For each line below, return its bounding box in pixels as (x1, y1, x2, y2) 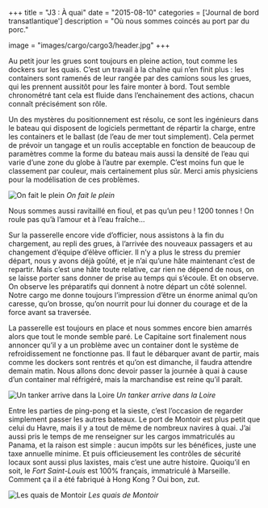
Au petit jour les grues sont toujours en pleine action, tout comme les (8, 57, 238, 65)
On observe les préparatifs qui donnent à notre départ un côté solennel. (8, 282, 248, 291)
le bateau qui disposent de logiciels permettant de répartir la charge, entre (8, 124, 256, 132)
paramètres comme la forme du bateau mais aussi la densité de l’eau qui (8, 149, 249, 158)
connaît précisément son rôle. (8, 99, 107, 108)
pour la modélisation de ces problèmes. (8, 174, 140, 184)
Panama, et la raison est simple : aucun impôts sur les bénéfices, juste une (8, 440, 257, 450)
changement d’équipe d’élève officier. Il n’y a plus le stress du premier (8, 247, 241, 257)
